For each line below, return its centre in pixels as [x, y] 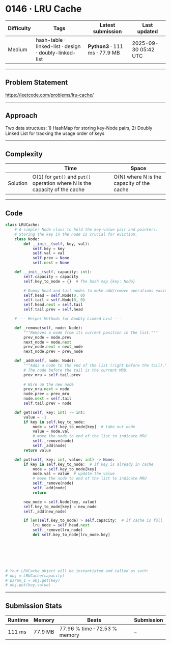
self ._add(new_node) [45, 511]
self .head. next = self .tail [53, 305]
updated [148, 31]
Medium [18, 49]
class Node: [27, 239]
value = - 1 [35, 417]
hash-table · [51, 40]
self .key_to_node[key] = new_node [60, 507]
